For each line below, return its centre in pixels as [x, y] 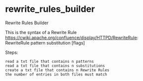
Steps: [12, 52]
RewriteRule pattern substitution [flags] [45, 42]
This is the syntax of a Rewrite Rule [41, 32]
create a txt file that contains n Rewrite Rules [57, 70]
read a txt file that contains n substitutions [55, 66]
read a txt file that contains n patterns [49, 61]
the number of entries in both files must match [56, 74]
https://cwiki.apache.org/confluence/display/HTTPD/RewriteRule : [72, 38]
